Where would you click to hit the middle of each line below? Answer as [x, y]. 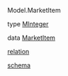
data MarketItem [31, 38]
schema [19, 65]
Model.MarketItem [34, 10]
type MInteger [28, 24]
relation [18, 51]
